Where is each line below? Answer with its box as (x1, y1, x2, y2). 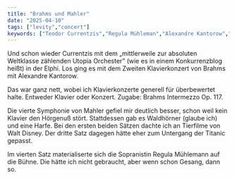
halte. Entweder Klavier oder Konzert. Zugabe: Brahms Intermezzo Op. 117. (7, 93, 224, 101)
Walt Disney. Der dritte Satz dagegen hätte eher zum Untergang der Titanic (7, 129, 226, 137)
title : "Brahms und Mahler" (7, 10, 90, 18)
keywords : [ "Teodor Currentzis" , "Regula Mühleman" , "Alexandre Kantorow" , (7, 30, 229, 37)
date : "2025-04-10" (7, 17, 65, 24)
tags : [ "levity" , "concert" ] (7, 23, 90, 30)
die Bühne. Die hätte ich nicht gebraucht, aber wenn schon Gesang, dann (7, 158, 221, 166)
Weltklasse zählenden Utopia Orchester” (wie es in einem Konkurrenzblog (7, 57, 223, 66)
